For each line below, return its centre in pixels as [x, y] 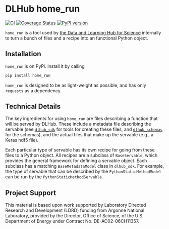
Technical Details [33, 107]
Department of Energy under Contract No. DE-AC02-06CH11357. [72, 221]
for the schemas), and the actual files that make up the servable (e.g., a [79, 135]
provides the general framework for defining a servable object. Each [76, 161]
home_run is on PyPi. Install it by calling [45, 66]
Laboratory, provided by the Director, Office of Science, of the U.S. [74, 216]
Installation [23, 54]
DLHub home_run [43, 9]
